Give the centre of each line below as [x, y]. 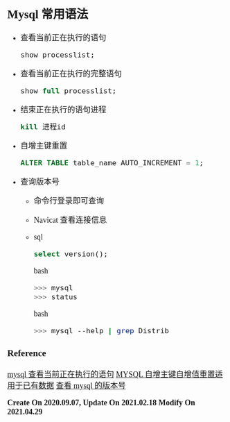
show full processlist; [69, 91]
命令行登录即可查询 [69, 201]
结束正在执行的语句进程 [63, 110]
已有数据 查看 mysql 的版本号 [74, 385]
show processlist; [57, 55]
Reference [27, 353]
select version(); [71, 253]
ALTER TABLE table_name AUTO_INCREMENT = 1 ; [112, 162]
